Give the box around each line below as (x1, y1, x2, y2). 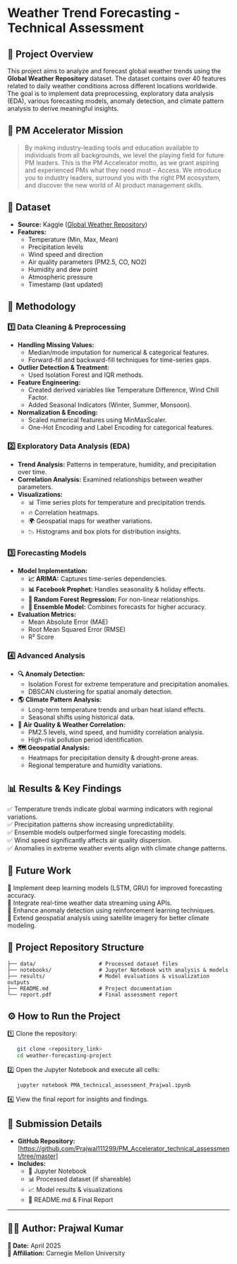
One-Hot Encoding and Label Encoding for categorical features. (28, 423, 214, 432)
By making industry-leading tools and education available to (24, 143, 199, 152)
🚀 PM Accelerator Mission (7, 125, 123, 137)
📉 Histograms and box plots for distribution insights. (28, 527, 181, 536)
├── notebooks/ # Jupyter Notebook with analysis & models (7, 966, 229, 973)
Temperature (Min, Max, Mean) (28, 235, 119, 243)
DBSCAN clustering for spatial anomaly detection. (28, 687, 173, 696)
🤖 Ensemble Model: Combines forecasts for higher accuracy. (28, 602, 207, 611)
